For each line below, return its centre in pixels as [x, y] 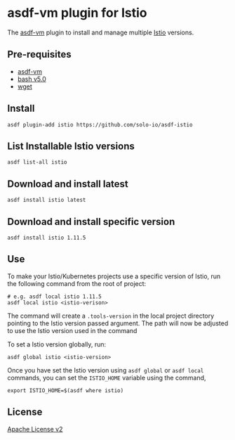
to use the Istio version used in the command [72, 330]
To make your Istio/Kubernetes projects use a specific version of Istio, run [114, 276]
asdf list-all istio [38, 162]
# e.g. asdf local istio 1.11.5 [54, 297]
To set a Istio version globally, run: [57, 344]
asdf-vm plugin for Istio [77, 13]
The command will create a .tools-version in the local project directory [111, 316]
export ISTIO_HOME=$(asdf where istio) [66, 390]
